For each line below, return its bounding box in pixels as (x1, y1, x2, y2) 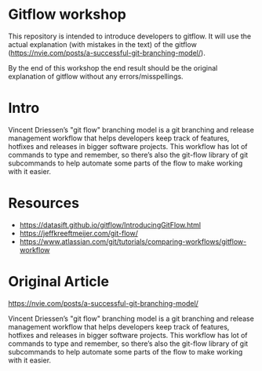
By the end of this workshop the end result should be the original (8, 63, 218, 72)
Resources (8, 195, 80, 213)
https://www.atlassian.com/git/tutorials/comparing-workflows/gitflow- (19, 237, 247, 246)
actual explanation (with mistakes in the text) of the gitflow (8, 39, 198, 49)
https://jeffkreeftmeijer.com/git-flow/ (19, 228, 139, 238)
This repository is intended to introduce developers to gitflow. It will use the (8, 31, 252, 41)
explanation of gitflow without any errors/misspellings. (8, 71, 184, 81)
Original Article (8, 273, 110, 290)
